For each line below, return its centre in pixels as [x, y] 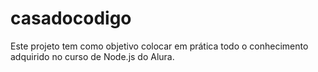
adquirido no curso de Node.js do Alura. [92, 56]
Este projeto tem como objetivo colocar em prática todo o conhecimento [159, 46]
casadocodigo [71, 18]
